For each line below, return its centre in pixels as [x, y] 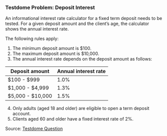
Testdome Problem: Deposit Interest [50, 7]
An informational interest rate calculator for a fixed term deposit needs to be [84, 18]
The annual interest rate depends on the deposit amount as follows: [82, 59]
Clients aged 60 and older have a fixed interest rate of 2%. [73, 119]
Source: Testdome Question [34, 128]
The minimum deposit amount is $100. [52, 48]
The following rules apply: [32, 38]
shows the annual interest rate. [37, 29]
